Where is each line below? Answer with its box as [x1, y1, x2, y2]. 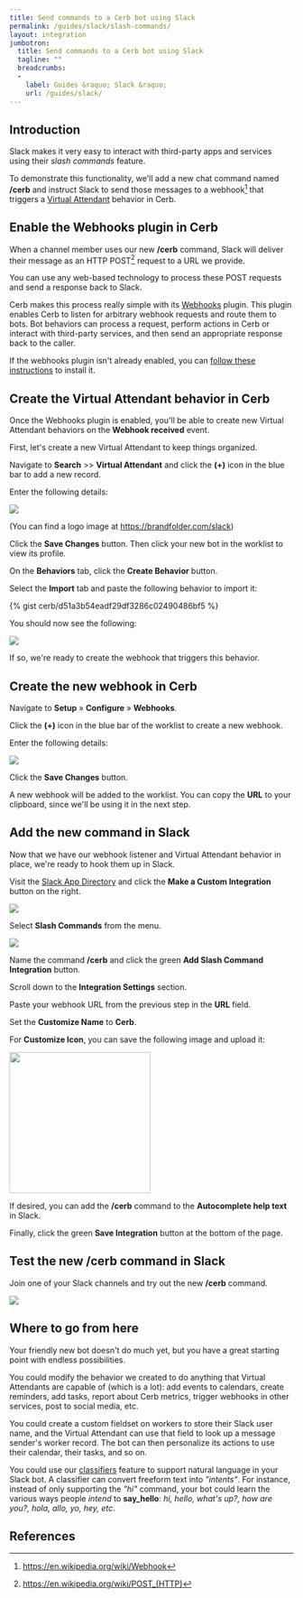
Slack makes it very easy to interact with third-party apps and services [9, 146, 272, 157]
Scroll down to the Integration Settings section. [9, 981, 188, 993]
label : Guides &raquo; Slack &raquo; [25, 80, 168, 89]
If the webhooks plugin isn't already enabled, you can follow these [9, 356, 256, 366]
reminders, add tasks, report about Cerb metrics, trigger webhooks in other [9, 1390, 289, 1401]
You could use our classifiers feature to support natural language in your [9, 1464, 279, 1475]
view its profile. [9, 548, 66, 559]
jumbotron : [9, 38, 50, 48]
